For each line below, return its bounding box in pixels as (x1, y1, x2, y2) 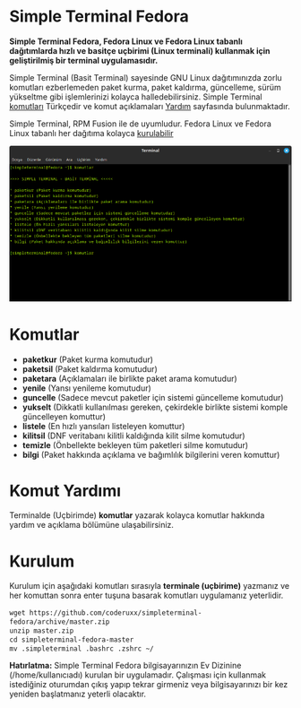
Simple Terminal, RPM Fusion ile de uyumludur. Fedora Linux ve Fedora (9, 118, 271, 129)
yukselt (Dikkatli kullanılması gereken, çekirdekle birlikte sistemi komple (21, 401, 288, 412)
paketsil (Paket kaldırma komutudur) (21, 363, 159, 374)
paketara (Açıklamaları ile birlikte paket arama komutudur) (21, 373, 237, 384)
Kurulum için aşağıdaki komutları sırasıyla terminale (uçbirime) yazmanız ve (9, 581, 290, 591)
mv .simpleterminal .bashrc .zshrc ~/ (9, 644, 154, 653)
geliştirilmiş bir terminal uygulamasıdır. (9, 55, 159, 65)
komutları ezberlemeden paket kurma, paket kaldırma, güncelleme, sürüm (9, 82, 282, 92)
